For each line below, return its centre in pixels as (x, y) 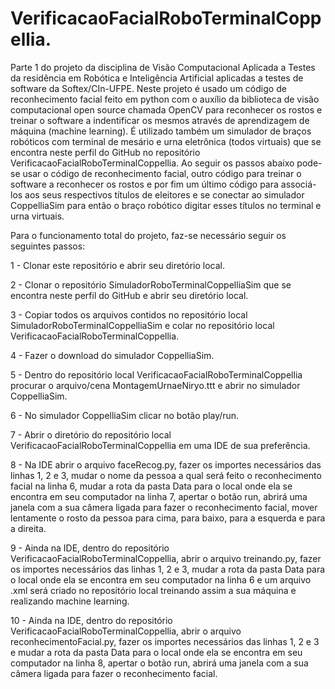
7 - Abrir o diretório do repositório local (91, 434)
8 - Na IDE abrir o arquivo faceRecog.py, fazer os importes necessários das (166, 464)
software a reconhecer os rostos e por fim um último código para (144, 184)
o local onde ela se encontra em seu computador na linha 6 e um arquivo (161, 579)
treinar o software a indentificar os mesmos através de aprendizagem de (160, 120)
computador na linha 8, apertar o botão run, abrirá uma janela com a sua (159, 663)
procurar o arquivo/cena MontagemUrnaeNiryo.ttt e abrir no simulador (155, 385)
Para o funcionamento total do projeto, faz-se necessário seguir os (148, 235)
